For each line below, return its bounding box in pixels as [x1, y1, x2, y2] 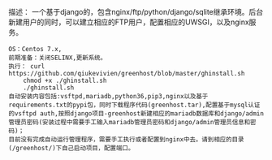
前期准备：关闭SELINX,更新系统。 [8, 54, 107, 62]
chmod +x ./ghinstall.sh [23, 76, 107, 84]
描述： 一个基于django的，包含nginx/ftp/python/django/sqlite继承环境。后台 [8, 7, 264, 16]
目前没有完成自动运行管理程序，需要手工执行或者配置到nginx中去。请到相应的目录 [8, 136, 244, 144]
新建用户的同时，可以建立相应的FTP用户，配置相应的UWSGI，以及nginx [8, 17, 249, 27]
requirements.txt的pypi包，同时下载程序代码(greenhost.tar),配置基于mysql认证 [8, 101, 261, 109]
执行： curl [8, 63, 45, 71]
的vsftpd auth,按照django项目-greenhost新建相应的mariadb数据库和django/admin [8, 110, 264, 118]
